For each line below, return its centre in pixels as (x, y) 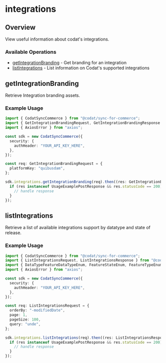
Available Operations (31, 52)
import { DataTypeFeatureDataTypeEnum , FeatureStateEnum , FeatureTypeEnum (84, 265)
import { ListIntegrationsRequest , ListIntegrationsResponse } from (77, 260)
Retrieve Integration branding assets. (43, 95)
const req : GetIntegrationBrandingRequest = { (54, 164)
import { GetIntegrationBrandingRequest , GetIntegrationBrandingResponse (83, 123)
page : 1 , (19, 315)
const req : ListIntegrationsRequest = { (47, 306)
